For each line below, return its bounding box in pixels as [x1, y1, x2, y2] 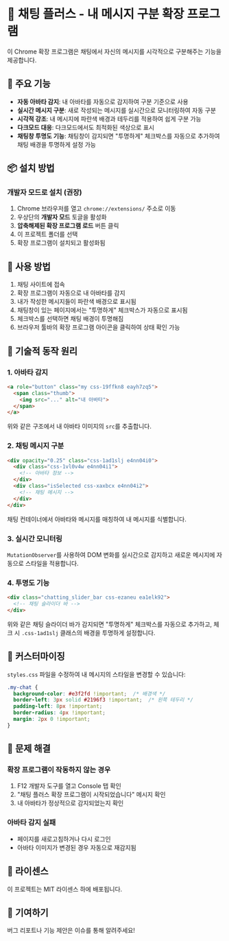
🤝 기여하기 [7, 907, 49, 918]
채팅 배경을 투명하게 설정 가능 [16, 140, 96, 148]
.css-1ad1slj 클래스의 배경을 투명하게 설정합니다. [21, 628, 156, 636]
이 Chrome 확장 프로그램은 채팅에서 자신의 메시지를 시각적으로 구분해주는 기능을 [7, 47, 221, 56]
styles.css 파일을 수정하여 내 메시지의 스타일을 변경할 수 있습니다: [7, 670, 186, 678]
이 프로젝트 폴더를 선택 [16, 230, 78, 239]
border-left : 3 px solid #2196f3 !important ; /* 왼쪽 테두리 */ [13, 697, 194, 704]
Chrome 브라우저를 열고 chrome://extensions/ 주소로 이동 [16, 204, 176, 213]
